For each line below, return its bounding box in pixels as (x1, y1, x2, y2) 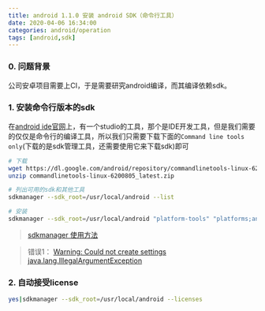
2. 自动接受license (8, 277, 79, 288)
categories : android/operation (8, 26, 111, 34)
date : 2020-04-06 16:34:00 (8, 19, 97, 27)
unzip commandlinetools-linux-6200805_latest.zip (8, 171, 175, 180)
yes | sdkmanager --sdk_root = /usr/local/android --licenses (8, 295, 203, 304)
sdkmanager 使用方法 (27, 230, 99, 239)
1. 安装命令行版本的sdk (8, 102, 95, 113)
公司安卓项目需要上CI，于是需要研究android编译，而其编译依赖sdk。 (8, 81, 231, 90)
